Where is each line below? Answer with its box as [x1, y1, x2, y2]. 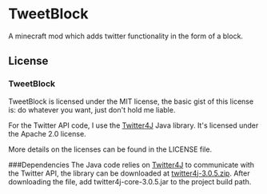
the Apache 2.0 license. [8, 129, 86, 138]
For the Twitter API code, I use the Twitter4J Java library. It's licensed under [8, 121, 259, 130]
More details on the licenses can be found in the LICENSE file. [8, 145, 213, 154]
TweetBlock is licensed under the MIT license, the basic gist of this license [8, 97, 254, 106]
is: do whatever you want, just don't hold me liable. [8, 105, 176, 114]
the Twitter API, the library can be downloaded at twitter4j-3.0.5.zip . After [8, 168, 250, 178]
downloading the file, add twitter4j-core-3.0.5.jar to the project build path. [8, 176, 252, 186]
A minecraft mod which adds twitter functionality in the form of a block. [8, 31, 244, 41]
